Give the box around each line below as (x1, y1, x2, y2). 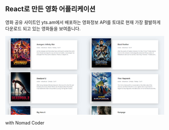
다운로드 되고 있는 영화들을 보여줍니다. (5, 25, 81, 31)
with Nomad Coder (5, 120, 44, 126)
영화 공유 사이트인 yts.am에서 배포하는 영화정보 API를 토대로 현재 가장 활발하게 (5, 19, 161, 25)
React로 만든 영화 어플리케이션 (5, 5, 96, 14)
